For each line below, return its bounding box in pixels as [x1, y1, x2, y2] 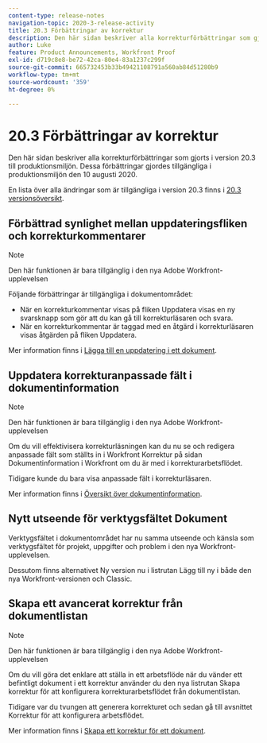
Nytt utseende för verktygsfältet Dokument [8, 512, 228, 525]
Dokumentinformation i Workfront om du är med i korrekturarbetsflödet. [8, 458, 243, 467]
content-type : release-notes [8, 11, 105, 20]
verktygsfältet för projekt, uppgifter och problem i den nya [8, 541, 199, 551]
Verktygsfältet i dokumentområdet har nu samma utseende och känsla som [8, 533, 254, 543]
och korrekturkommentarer [8, 229, 146, 242]
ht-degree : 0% [8, 85, 56, 94]
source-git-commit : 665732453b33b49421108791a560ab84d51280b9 [8, 64, 219, 72]
